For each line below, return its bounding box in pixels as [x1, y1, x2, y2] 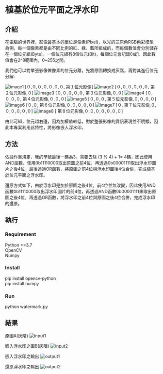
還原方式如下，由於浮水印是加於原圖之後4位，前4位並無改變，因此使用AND [5, 182, 156, 188]
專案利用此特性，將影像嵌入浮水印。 [13, 125, 86, 130]
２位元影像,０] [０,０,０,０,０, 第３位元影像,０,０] [5, 90, 124, 96]
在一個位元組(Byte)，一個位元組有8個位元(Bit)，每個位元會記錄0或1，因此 [5, 51, 152, 57]
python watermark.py [5, 304, 48, 309]
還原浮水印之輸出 [5, 363, 39, 369]
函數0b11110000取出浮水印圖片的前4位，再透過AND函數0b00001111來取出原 [5, 188, 156, 194]
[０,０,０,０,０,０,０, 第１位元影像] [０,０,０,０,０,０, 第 [25, 84, 155, 90]
